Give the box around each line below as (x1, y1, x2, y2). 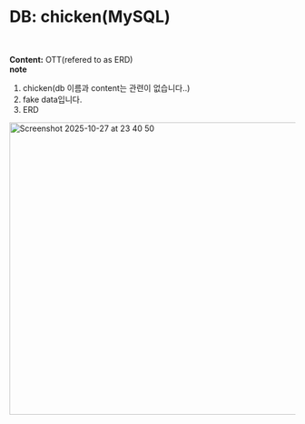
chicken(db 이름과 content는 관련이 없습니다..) (22, 82, 191, 93)
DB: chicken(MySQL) (9, 6, 171, 27)
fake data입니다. (22, 94, 83, 105)
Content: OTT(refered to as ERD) (9, 54, 133, 65)
